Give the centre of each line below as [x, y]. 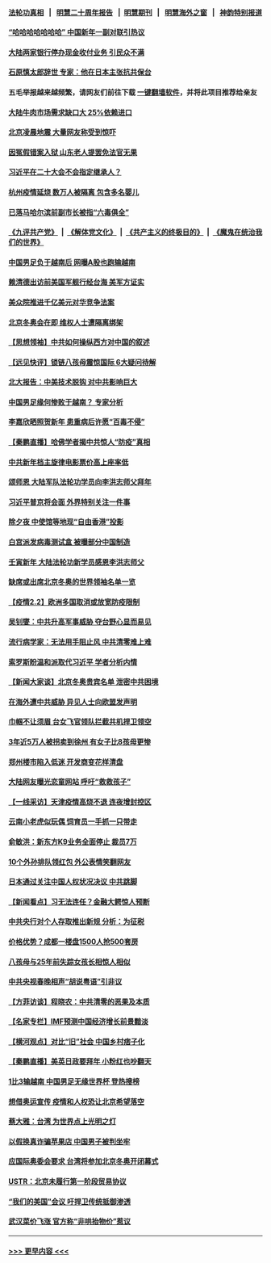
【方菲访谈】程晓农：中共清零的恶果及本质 [79, 1001]
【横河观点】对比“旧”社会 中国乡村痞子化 [77, 1041]
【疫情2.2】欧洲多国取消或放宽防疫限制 [74, 602]
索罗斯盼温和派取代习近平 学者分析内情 [73, 661]
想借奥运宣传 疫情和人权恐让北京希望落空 [77, 1101]
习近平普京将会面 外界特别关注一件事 [69, 501]
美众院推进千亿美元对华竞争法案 [61, 302]
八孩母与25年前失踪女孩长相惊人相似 [69, 962]
